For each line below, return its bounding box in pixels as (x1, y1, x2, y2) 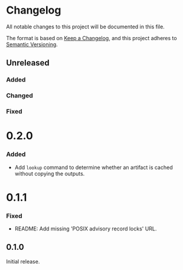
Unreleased (6, 58, 50, 68)
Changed (6, 92, 34, 100)
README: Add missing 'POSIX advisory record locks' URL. (14, 225, 157, 232)
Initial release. (6, 258, 40, 265)
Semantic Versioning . (6, 41, 58, 48)
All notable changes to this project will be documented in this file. (6, 23, 165, 30)
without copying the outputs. (14, 170, 85, 177)
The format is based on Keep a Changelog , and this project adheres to (6, 34, 177, 41)
